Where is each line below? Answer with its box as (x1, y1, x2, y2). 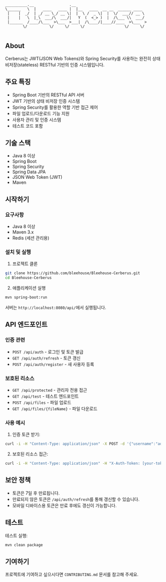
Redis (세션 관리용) (12, 235, 49, 241)
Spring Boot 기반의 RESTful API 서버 (12, 92, 85, 98)
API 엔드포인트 (5, 320, 48, 329)
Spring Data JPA (12, 169, 46, 175)
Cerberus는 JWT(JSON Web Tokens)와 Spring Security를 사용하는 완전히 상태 (5, 55, 161, 62)
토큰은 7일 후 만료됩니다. (12, 490, 60, 496)
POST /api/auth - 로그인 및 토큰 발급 (12, 349, 84, 355)
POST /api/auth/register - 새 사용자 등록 (12, 361, 94, 367)
